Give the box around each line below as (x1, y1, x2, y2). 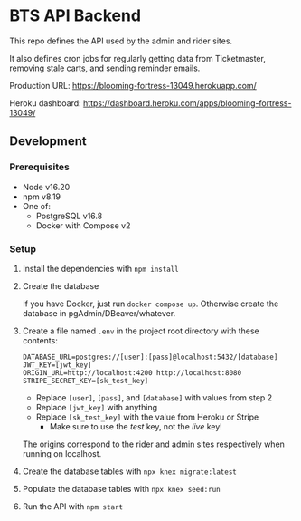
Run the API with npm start (22, 500, 124, 512)
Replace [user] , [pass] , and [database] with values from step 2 (35, 391, 273, 403)
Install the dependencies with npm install (22, 263, 179, 274)
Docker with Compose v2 (35, 219, 131, 231)
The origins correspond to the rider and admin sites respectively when (22, 439, 285, 449)
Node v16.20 (22, 181, 71, 192)
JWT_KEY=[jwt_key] (22, 360, 92, 370)
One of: (22, 200, 52, 211)
